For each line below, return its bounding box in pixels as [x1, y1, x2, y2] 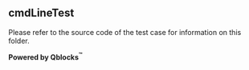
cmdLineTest [8, 6, 75, 20]
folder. [8, 36, 30, 45]
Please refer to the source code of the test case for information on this [8, 27, 242, 37]
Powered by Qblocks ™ [8, 51, 83, 62]
